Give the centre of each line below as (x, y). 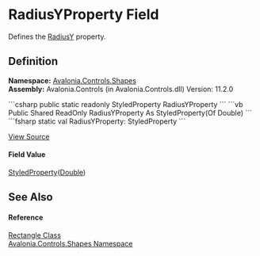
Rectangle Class (35, 235)
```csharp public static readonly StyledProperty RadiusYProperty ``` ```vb (126, 104)
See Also (31, 197)
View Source (29, 136)
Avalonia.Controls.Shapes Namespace (71, 243)
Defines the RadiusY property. (57, 36)
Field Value (27, 155)
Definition (33, 61)
